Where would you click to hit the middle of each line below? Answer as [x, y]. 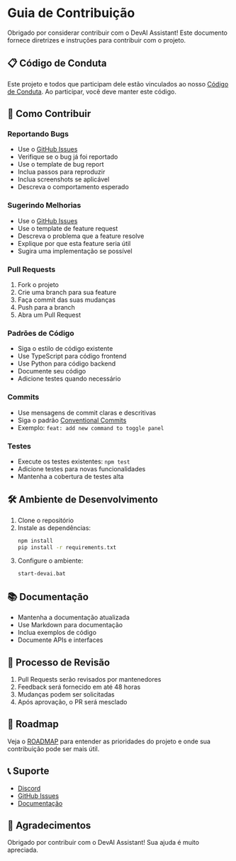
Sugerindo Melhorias [44, 206]
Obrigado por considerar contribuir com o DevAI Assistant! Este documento [118, 33]
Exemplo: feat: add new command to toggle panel [91, 427]
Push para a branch [46, 308]
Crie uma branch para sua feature [67, 293]
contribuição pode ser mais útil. [54, 748]
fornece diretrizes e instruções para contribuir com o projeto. [97, 40]
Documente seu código [52, 371]
